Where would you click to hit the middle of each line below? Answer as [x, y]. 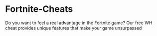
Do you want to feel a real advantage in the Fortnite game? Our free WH [79, 23]
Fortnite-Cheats [39, 9]
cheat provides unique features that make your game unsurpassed [74, 28]
